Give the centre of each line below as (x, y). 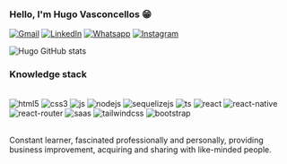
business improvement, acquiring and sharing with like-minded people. (140, 149)
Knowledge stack (48, 74)
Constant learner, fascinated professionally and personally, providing (137, 140)
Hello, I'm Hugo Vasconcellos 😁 (81, 14)
